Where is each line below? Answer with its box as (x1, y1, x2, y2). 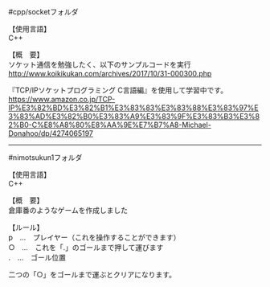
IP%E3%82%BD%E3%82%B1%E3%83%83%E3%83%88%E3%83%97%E (8, 103, 259, 113)
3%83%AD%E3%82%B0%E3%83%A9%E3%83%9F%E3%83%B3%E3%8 (8, 112, 260, 121)
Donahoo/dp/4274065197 (8, 129, 94, 138)
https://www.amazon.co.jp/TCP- (8, 95, 116, 104)
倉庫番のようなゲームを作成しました (8, 206, 129, 215)
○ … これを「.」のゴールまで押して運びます (8, 243, 164, 252)
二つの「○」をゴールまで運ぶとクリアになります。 (8, 270, 177, 279)
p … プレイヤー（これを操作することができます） (8, 232, 181, 242)
